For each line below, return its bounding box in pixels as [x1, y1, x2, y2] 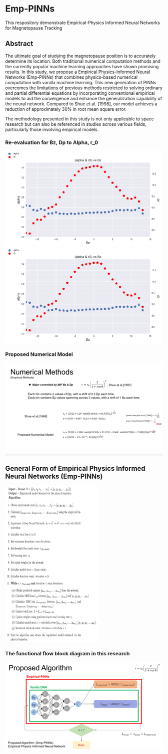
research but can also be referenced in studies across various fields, [5, 121, 146, 127]
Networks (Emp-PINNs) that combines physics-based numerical [5, 74, 138, 80]
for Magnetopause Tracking [5, 25, 62, 31]
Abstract [5, 40, 33, 48]
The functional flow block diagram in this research [5, 650, 130, 657]
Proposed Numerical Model [5, 350, 73, 357]
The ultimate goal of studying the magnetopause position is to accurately [5, 53, 156, 59]
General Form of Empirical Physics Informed [5, 464, 146, 473]
